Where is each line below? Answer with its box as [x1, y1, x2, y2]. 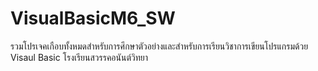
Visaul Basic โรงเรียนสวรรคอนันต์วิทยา [10, 51, 149, 63]
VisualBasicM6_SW [10, 7, 176, 30]
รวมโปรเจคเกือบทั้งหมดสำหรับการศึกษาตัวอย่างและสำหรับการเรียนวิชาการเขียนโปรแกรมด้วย [10, 40, 309, 52]
